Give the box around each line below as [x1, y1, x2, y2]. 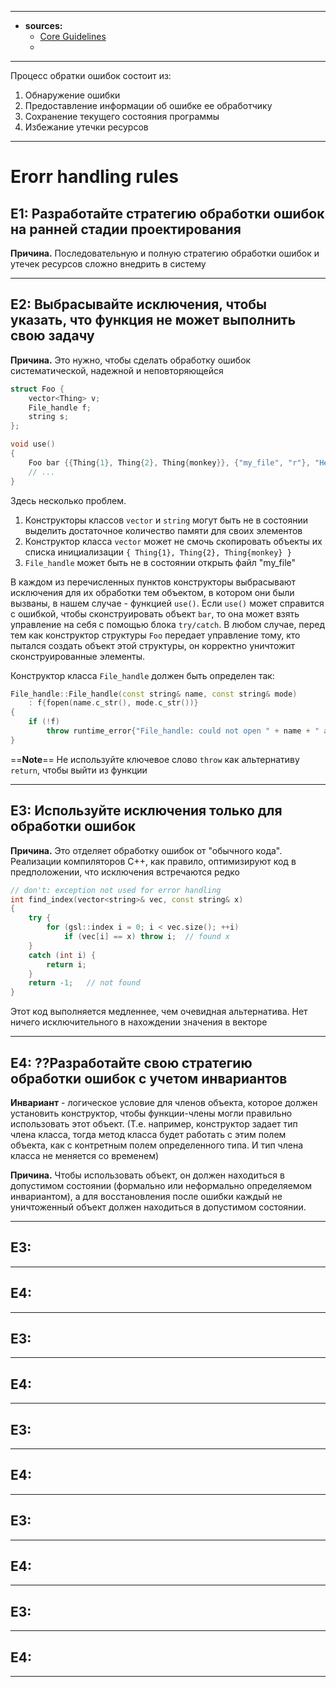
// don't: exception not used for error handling [10, 885, 222, 895]
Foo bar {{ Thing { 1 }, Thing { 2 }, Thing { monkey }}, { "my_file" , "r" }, [28, 457, 311, 468]
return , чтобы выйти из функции [10, 764, 148, 776]
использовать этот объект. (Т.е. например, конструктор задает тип [10, 1117, 298, 1130]
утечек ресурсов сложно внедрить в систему [10, 258, 207, 270]
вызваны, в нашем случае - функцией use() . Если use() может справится [10, 597, 325, 609]
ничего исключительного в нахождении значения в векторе [10, 1016, 268, 1028]
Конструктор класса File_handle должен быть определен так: [10, 669, 275, 681]
